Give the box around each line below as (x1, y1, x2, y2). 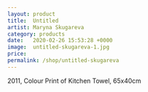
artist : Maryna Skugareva (7, 24, 84, 31)
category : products (7, 30, 65, 38)
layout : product (7, 10, 55, 18)
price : (7, 51, 27, 58)
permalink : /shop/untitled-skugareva (7, 57, 120, 64)
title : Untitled (7, 17, 59, 24)
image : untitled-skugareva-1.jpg (7, 44, 110, 51)
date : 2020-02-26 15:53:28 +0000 (7, 37, 113, 44)
